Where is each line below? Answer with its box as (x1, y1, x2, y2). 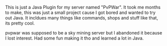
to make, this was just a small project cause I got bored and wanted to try (5, 9, 156, 15)
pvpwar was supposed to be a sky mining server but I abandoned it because (5, 30, 163, 35)
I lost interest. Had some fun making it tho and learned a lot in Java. (5, 35, 144, 41)
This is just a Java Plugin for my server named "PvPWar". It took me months (5, 4, 161, 10)
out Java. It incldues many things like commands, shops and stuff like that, (5, 15, 159, 20)
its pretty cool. (5, 20, 35, 26)
